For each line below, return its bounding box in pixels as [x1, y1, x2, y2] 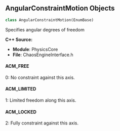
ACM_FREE [5, 63, 29, 69]
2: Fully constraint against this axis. [5, 120, 78, 126]
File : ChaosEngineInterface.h [12, 52, 73, 58]
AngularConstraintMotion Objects [5, 4, 115, 13]
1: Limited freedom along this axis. [5, 97, 76, 103]
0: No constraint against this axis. [5, 74, 75, 80]
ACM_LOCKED [5, 109, 36, 115]
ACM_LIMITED [5, 86, 36, 92]
